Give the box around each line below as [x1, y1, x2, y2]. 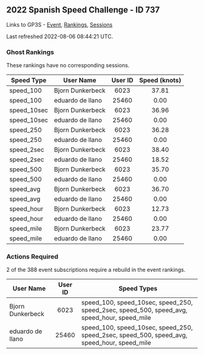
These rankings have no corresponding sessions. [6, 62, 130, 69]
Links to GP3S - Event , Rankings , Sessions [6, 21, 113, 28]
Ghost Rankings [6, 48, 55, 56]
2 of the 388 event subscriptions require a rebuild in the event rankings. [6, 266, 186, 274]
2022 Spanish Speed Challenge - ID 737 [6, 5, 160, 15]
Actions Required [6, 252, 59, 261]
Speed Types [118, 285, 158, 293]
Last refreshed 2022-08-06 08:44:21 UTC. [6, 33, 114, 40]
